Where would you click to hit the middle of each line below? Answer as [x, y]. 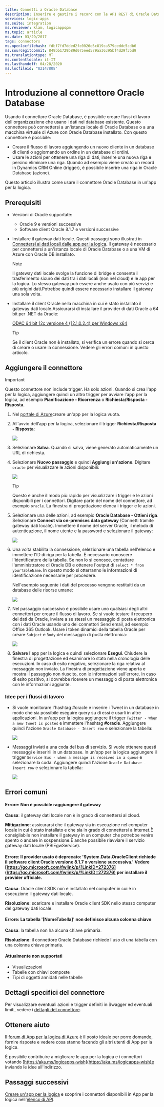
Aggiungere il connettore [44, 368]
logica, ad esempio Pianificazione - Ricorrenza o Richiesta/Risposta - [76, 399]
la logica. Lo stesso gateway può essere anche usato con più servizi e [82, 283]
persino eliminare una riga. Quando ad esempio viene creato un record [83, 162]
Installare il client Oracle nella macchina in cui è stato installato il [77, 303]
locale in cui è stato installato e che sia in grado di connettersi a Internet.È [79, 830]
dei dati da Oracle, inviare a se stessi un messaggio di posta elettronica [84, 619]
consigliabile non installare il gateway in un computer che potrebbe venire [79, 835]
